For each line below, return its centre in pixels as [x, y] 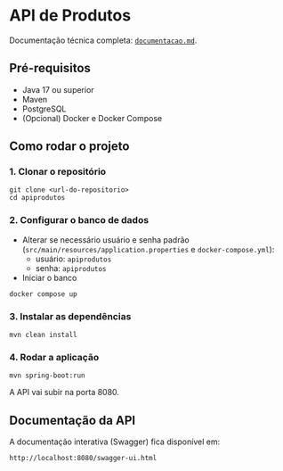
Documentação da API [73, 420]
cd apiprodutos [37, 198]
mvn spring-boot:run [48, 376]
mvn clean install [43, 335]
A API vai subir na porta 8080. [65, 392]
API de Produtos [70, 16]
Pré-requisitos [50, 68]
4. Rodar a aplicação [54, 357]
